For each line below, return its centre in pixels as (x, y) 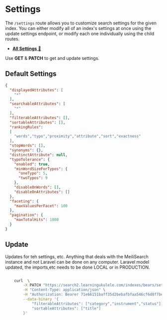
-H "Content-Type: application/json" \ (64, 290)
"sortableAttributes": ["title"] (66, 308)
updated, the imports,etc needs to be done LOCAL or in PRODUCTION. (78, 267)
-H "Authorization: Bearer (51, 295)
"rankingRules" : (26, 127)
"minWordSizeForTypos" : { (41, 169)
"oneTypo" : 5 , (33, 173)
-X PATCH (32, 285)
